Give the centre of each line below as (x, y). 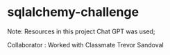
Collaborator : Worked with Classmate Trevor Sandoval (86, 45)
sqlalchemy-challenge (73, 12)
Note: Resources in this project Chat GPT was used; (81, 31)
